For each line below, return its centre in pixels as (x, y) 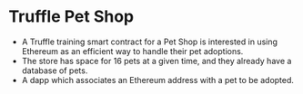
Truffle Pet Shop (71, 17)
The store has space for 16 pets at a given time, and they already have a (157, 61)
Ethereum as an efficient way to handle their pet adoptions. (132, 51)
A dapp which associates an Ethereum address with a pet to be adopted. (158, 80)
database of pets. (55, 70)
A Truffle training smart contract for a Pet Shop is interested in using (150, 42)
